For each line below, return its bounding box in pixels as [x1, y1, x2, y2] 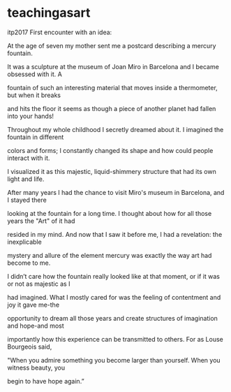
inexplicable [7, 238, 42, 246]
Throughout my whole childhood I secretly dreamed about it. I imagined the [7, 125, 224, 133]
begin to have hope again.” [7, 377, 85, 385]
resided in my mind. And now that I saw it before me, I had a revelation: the [7, 230, 223, 238]
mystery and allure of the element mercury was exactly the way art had [7, 251, 212, 259]
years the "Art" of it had [7, 217, 75, 225]
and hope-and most [7, 321, 64, 330]
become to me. [7, 259, 51, 267]
